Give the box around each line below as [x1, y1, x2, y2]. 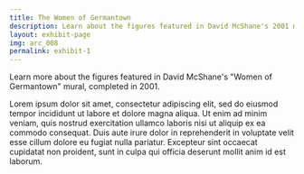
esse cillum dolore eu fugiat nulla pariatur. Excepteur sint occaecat [9, 137, 258, 148]
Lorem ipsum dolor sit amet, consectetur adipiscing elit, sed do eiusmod [9, 98, 279, 109]
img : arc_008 [9, 38, 59, 48]
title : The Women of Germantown [9, 13, 131, 23]
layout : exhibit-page [9, 30, 91, 39]
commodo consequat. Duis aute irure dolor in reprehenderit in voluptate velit [9, 127, 294, 138]
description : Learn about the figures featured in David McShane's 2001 [9, 22, 290, 31]
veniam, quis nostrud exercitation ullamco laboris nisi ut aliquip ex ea [9, 118, 266, 129]
